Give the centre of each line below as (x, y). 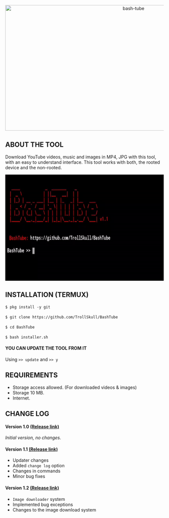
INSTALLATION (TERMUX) (47, 295)
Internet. (21, 398)
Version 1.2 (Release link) (32, 488)
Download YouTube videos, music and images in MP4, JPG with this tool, (81, 157)
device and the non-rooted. (33, 167)
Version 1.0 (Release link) (32, 427)
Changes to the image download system (54, 509)
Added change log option (38, 466)
